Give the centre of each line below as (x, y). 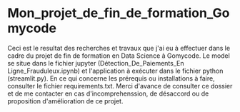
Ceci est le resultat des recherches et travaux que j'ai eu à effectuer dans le (119, 48)
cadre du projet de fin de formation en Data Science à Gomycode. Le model (119, 56)
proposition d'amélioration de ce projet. (65, 101)
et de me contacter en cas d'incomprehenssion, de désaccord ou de (108, 93)
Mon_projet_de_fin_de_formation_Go (119, 13)
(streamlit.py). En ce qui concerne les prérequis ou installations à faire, (111, 78)
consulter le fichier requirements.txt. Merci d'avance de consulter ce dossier (120, 86)
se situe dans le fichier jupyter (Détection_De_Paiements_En (96, 63)
